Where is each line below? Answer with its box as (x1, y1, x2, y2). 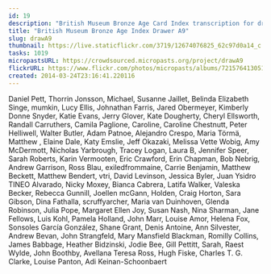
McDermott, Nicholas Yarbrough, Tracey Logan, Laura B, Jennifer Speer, (8, 145, 250, 155)
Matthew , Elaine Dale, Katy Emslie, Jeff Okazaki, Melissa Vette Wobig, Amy (8, 136, 260, 146)
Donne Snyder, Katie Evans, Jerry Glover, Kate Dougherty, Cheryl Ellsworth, (8, 110, 261, 121)
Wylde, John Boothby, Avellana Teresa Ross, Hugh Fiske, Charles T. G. (8, 247, 244, 258)
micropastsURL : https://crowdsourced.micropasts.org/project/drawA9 (8, 57, 244, 65)
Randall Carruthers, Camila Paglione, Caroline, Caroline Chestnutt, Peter (8, 119, 248, 129)
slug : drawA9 (8, 34, 52, 43)
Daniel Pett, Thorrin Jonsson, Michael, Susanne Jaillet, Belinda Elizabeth (8, 93, 249, 103)
